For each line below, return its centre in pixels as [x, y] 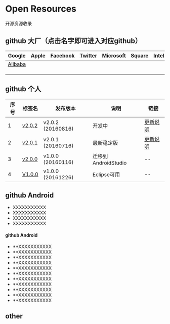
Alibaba [17, 64]
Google [17, 55]
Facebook [62, 55]
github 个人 [23, 89]
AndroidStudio [110, 163]
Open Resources [41, 9]
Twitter [89, 55]
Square [140, 55]
